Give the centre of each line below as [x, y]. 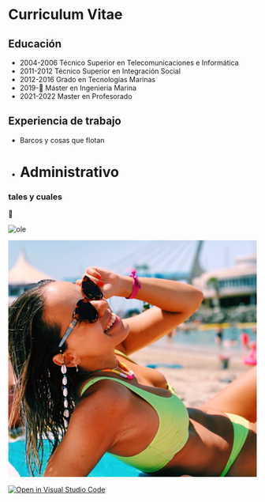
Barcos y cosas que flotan [62, 140]
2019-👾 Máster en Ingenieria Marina [78, 88]
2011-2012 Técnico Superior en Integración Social [100, 71]
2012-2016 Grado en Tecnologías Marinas [88, 79]
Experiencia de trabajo [65, 121]
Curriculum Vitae [65, 15]
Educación [35, 44]
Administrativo [69, 172]
